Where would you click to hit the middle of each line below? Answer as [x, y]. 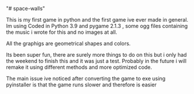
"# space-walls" [25, 8]
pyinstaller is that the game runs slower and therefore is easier [81, 85]
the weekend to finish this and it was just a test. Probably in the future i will [96, 61]
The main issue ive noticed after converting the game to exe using [86, 79]
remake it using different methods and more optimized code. [79, 67]
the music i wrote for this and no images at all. [62, 32]
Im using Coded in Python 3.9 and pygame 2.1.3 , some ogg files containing [97, 26]
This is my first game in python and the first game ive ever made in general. [97, 20]
